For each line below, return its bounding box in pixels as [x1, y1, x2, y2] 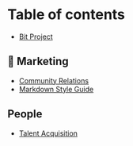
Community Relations [18, 75, 89, 85]
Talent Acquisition [18, 129, 78, 138]
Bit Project [18, 32, 53, 41]
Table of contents [7, 6, 126, 24]
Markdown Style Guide [18, 84, 94, 94]
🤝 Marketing [7, 55, 69, 68]
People [7, 107, 43, 121]
